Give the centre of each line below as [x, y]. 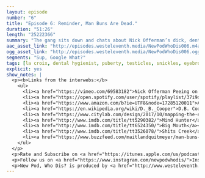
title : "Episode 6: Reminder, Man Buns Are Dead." [72, 23]
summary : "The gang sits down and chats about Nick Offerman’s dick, [97, 40]
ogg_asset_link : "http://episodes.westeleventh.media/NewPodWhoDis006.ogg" [105, 52]
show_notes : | [24, 75]
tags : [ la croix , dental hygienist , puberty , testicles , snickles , [94, 63]
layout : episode [27, 12]
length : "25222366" [31, 35]
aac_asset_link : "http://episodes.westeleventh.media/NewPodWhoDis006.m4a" [105, 46]
